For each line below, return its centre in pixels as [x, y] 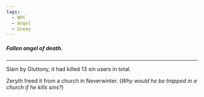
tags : [13, 12]
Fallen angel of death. [35, 48]
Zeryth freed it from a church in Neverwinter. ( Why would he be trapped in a [102, 81]
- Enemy [22, 29]
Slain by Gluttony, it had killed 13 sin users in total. [69, 69]
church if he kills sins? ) [35, 87]
